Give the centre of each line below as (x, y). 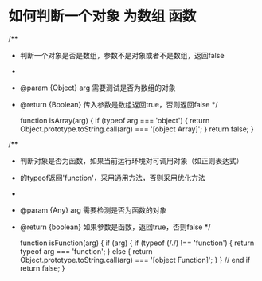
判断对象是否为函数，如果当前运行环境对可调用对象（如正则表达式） (131, 161)
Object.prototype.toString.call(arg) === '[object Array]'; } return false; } (137, 129)
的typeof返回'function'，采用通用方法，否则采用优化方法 (112, 178)
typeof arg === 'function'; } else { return (86, 251)
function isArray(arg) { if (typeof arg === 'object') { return (115, 120)
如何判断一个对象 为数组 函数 (102, 16)
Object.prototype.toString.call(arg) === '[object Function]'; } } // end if (135, 260)
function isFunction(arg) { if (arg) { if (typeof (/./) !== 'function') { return (137, 243)
